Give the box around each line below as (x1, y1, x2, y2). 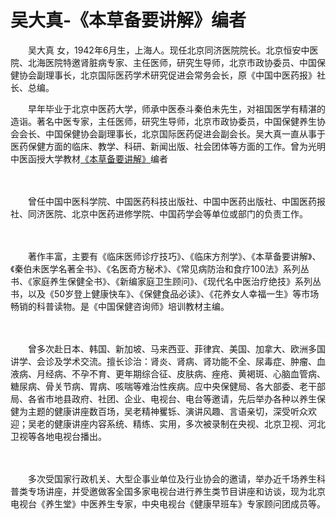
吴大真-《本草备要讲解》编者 (10, 9, 247, 32)
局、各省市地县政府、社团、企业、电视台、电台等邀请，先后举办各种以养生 (10, 392, 317, 405)
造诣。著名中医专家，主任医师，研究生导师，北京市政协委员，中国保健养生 (10, 115, 317, 127)
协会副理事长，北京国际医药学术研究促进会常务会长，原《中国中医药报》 (18, 69, 317, 81)
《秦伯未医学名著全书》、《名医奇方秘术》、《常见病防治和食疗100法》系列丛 (10, 262, 310, 275)
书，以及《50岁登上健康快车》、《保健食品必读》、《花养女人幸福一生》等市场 (10, 287, 320, 300)
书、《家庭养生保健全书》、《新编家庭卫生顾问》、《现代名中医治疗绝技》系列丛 (10, 275, 322, 287)
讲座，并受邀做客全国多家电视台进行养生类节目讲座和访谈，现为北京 (44, 485, 326, 497)
